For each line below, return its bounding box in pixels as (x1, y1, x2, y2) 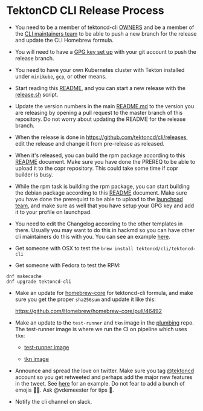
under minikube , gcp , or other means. (14, 73, 107, 80)
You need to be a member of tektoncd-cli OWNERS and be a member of (14, 24, 195, 31)
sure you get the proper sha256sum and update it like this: (14, 296, 156, 303)
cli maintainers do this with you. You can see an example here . (14, 233, 170, 240)
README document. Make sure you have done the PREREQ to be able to (14, 158, 196, 165)
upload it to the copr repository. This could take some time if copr (14, 164, 179, 172)
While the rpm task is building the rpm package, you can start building (14, 183, 190, 190)
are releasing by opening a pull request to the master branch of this (14, 109, 183, 116)
